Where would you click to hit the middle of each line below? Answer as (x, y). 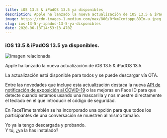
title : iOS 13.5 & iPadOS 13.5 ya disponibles (54, 10)
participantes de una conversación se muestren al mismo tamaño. (73, 115)
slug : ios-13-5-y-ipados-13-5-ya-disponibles (53, 23)
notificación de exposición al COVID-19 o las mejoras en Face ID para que (81, 90)
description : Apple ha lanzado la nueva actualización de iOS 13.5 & (79, 14)
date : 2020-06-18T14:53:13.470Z (39, 28)
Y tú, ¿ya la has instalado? (32, 130)
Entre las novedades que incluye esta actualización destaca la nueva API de (83, 85)
